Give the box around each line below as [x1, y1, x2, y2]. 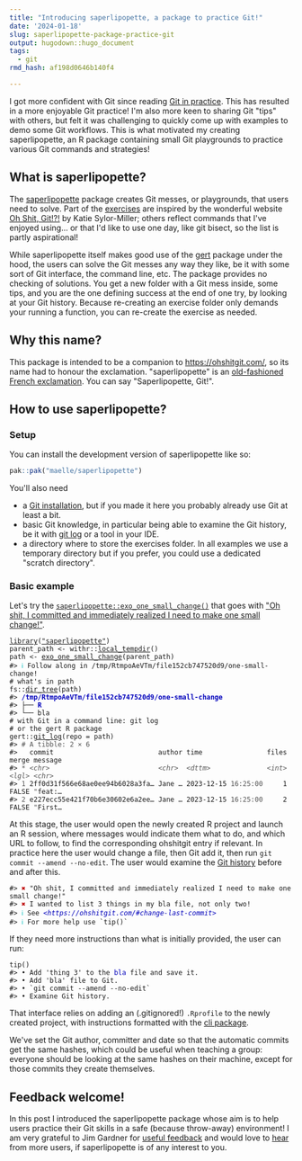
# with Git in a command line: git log [9, 717, 159, 726]
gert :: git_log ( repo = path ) [9, 732, 115, 742]
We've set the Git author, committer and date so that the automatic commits [9, 1035, 289, 1046]
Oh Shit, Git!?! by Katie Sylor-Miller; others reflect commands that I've [9, 212, 267, 223]
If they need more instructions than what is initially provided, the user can [9, 933, 281, 944]
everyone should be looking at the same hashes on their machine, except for [9, 1054, 293, 1065]
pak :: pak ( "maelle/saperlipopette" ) [9, 467, 143, 476]
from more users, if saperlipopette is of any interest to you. [9, 1142, 227, 1153]
